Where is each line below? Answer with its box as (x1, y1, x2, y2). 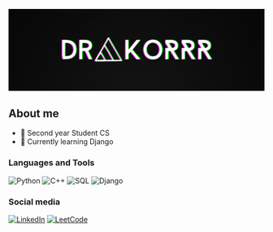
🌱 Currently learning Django (19, 137, 114, 147)
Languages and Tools (8, 157, 95, 169)
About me (8, 107, 59, 120)
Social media (8, 196, 61, 208)
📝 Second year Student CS (19, 128, 110, 138)
